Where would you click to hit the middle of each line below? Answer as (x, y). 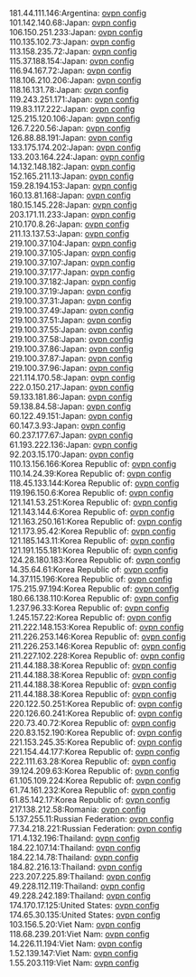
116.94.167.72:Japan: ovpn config (70, 70)
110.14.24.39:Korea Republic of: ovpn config (90, 474)
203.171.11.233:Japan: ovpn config (73, 214)
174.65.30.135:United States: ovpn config (85, 915)
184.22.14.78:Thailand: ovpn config (74, 857)
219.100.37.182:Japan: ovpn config (73, 282)
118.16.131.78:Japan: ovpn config (69, 90)
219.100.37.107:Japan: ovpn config (72, 262)
